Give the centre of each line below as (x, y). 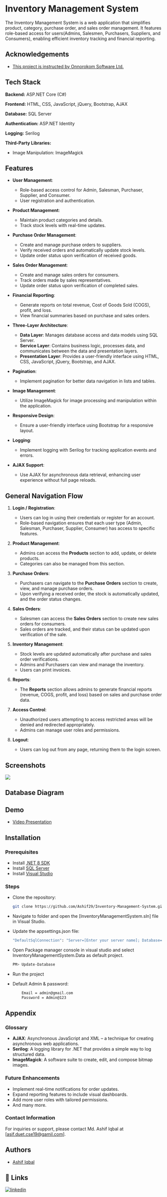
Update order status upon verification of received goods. (78, 256)
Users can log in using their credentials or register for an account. (87, 518)
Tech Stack (23, 82)
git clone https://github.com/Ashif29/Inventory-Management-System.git (88, 907)
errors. (27, 455)
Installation (23, 838)
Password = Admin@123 (44, 997)
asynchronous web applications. (46, 1044)
